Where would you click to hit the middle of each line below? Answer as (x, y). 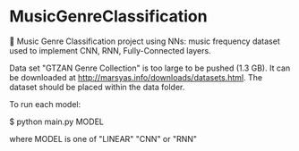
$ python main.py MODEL (57, 122)
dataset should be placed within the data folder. (97, 87)
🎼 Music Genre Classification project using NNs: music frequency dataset (145, 41)
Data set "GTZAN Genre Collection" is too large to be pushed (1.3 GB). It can (150, 68)
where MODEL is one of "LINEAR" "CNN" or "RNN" (103, 138)
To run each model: (45, 104)
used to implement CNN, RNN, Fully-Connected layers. (111, 50)
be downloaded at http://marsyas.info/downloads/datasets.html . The (136, 77)
